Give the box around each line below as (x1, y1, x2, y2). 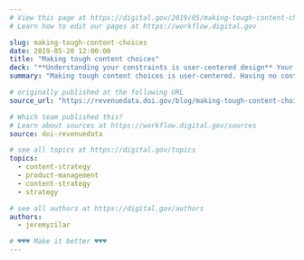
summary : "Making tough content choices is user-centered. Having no (9, 71, 278, 81)
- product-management (17, 171, 100, 180)
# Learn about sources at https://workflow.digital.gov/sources (9, 121, 257, 130)
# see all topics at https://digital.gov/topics (9, 145, 196, 154)
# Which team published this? (9, 112, 124, 122)
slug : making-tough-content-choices (9, 38, 147, 47)
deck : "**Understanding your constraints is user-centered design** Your (9, 63, 294, 72)
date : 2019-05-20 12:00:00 (9, 46, 111, 55)
